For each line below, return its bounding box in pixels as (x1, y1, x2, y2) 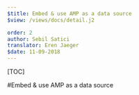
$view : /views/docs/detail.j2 (7, 17, 95, 24)
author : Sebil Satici (7, 35, 70, 42)
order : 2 (7, 29, 33, 36)
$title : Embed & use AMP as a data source (7, 10, 132, 17)
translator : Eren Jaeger (7, 42, 79, 49)
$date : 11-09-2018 (7, 49, 60, 55)
